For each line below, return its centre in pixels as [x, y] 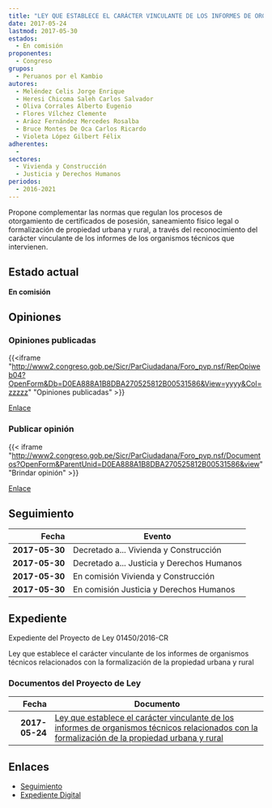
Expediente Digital [50, 795]
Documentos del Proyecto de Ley [75, 683]
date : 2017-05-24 [38, 24]
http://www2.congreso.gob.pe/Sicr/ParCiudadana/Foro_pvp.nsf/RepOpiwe [136, 366]
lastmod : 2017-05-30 [43, 31]
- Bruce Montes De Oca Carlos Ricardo [81, 129]
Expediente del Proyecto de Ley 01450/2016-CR [88, 638]
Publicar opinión [41, 429]
